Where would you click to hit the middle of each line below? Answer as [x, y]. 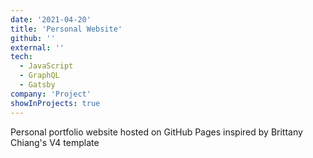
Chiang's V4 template [55, 142]
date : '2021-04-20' [51, 19]
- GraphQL [39, 76]
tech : [21, 57]
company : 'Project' [51, 94]
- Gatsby [37, 85]
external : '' [37, 47]
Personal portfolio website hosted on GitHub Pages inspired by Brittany [156, 132]
